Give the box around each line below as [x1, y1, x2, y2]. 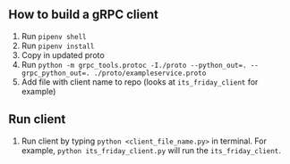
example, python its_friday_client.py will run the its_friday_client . [21, 144, 281, 155]
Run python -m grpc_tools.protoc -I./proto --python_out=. [21, 59, 247, 70]
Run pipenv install [21, 40, 95, 51]
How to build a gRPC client [8, 7, 158, 22]
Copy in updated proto [21, 49, 105, 61]
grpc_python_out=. [21, 69, 90, 78]
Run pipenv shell [21, 30, 87, 41]
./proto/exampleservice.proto [93, 69, 207, 78]
